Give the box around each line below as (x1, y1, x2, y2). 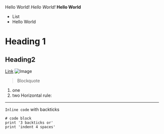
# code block (5, 116, 32, 121)
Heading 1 (5, 36, 46, 47)
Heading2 (5, 55, 36, 64)
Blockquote (17, 78, 40, 84)
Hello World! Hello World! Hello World (5, 4, 82, 10)
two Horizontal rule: (12, 92, 52, 98)
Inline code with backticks (5, 107, 60, 112)
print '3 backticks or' (5, 120, 54, 125)
